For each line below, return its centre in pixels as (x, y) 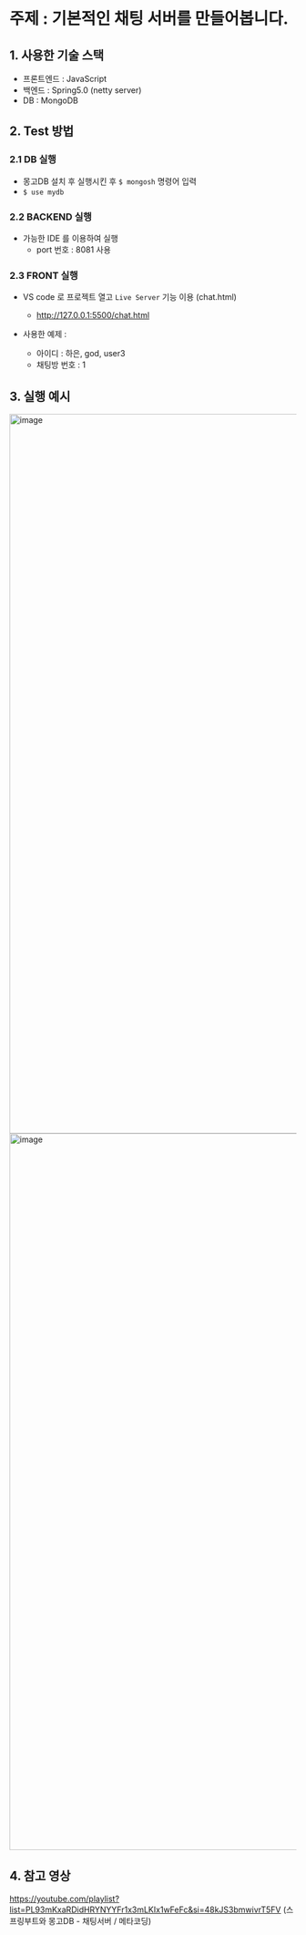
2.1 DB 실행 (33, 160)
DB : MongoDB (51, 100)
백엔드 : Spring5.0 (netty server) (82, 90)
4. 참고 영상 (40, 1876)
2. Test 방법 (42, 132)
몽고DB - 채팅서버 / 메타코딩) (100, 1920)
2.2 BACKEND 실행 (51, 217)
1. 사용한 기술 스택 (57, 55)
